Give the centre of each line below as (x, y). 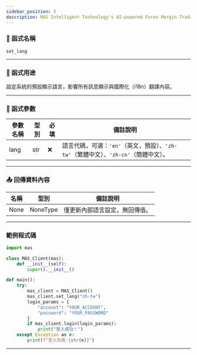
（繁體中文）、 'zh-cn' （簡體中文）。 (120, 155)
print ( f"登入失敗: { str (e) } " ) (61, 340)
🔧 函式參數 (21, 109)
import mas (19, 248)
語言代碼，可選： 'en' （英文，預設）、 (114, 146)
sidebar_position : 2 (31, 11)
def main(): (21, 280)
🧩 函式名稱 (21, 39)
